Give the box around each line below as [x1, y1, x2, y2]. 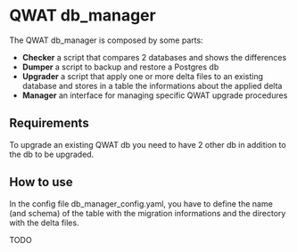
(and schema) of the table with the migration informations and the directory [9, 207, 286, 218]
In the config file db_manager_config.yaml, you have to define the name [9, 198, 274, 209]
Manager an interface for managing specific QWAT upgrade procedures [21, 90, 288, 101]
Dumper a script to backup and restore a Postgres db [21, 61, 219, 72]
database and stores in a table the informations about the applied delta [21, 80, 283, 91]
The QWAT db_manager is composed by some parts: [9, 35, 203, 45]
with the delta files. [9, 217, 79, 228]
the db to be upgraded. [9, 149, 95, 159]
